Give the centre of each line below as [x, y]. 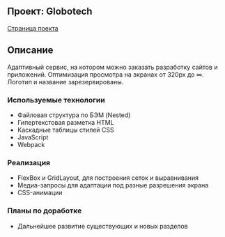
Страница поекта [33, 28]
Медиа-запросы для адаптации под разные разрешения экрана [113, 185]
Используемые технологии [56, 100]
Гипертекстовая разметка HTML [65, 122]
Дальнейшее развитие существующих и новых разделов [102, 226]
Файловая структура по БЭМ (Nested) [74, 115]
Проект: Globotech [50, 12]
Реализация [29, 162]
